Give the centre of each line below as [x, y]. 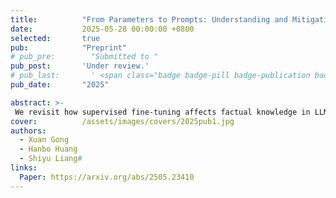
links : [24, 168]
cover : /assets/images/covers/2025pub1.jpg [122, 121]
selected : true [55, 38]
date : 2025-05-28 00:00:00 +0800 [102, 29]
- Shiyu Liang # [51, 159]
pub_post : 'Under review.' [80, 66]
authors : [28, 131]
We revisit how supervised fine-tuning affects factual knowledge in [162, 112]
